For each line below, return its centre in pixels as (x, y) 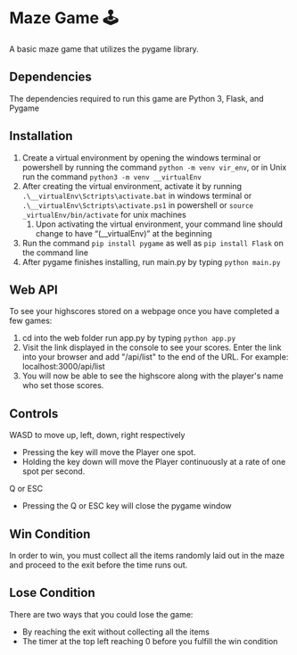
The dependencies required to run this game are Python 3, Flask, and (137, 98)
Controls (34, 414)
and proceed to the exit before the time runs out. (99, 565)
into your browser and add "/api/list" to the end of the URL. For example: (155, 357)
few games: (31, 321)
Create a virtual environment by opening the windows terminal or (141, 157)
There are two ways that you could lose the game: (101, 614)
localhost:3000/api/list (63, 367)
